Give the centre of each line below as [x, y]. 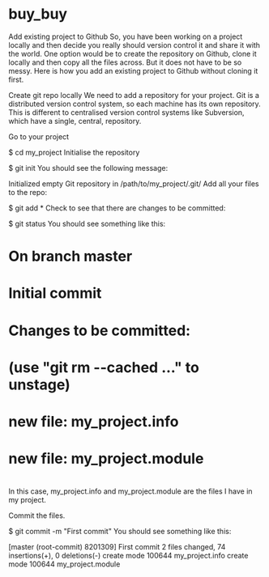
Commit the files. [37, 515]
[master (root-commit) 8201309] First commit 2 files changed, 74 [117, 547]
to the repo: [28, 192]
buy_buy [38, 14]
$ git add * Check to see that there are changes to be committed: [117, 208]
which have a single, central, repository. [75, 121]
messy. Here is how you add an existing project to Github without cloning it [133, 70]
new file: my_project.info [94, 421]
